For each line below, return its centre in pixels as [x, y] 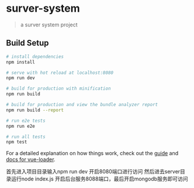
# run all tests [26, 136]
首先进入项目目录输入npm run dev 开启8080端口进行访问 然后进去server [93, 172]
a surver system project [49, 25]
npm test [17, 142]
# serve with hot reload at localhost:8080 [60, 73]
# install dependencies [35, 57]
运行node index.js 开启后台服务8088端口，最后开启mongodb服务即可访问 [99, 179]
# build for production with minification [58, 89]
